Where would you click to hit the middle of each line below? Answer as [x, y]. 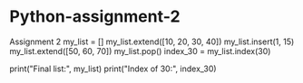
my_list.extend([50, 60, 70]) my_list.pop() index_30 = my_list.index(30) [140, 51]
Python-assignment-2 [95, 17]
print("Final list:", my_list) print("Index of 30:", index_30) [113, 69]
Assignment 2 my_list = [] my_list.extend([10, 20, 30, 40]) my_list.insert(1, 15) [152, 41]
